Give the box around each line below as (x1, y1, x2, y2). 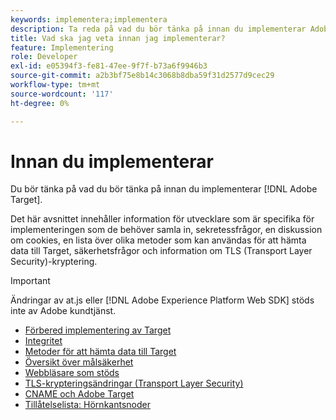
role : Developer (10, 52, 78, 62)
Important (10, 275, 51, 287)
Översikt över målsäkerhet (24, 356, 134, 368)
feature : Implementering (10, 42, 114, 53)
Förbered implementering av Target (24, 324, 172, 336)
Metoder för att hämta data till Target (24, 346, 177, 358)
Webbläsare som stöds (24, 367, 120, 379)
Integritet (24, 335, 63, 347)
